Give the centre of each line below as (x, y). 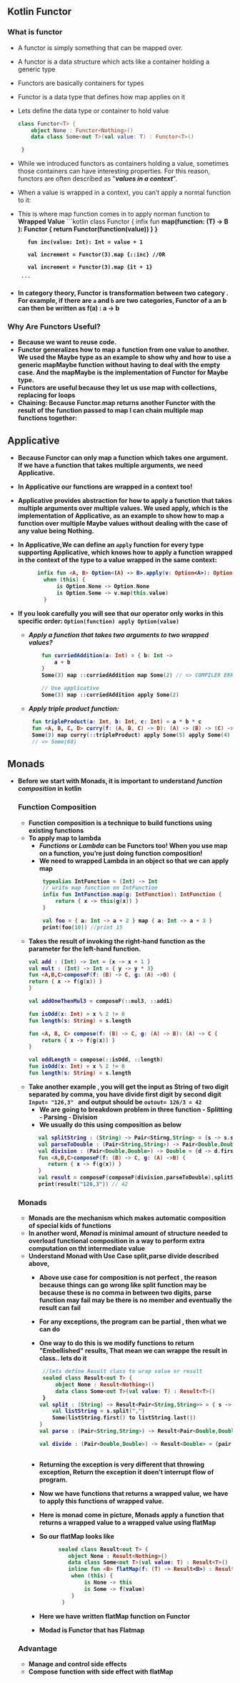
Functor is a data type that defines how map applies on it (101, 96)
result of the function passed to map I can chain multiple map (110, 411)
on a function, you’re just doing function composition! (121, 853)
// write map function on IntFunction (100, 888)
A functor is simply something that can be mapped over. (100, 48)
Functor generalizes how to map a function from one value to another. (123, 350)
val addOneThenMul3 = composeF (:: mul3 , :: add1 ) (100, 1002)
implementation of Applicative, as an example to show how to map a (121, 516)
